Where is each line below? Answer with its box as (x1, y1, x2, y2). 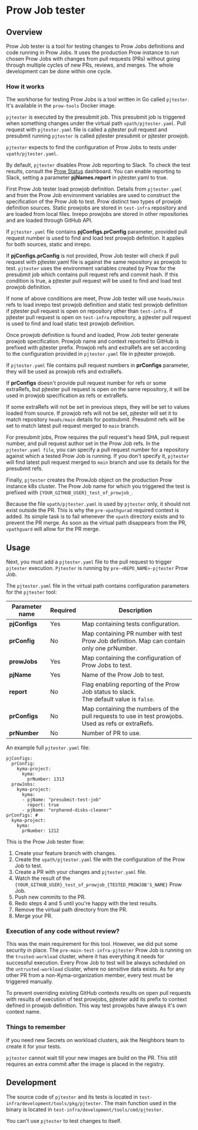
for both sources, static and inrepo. (6, 241, 92, 248)
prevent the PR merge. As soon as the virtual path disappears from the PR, (6, 519, 187, 526)
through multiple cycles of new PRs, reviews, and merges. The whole (6, 61, 174, 68)
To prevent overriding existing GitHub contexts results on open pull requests (6, 990, 192, 997)
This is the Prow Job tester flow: (6, 839, 85, 846)
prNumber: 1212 (21, 828, 60, 834)
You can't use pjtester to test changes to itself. (6, 1117, 122, 1124)
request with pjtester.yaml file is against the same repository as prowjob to (6, 258, 187, 266)
